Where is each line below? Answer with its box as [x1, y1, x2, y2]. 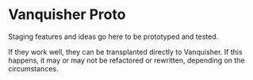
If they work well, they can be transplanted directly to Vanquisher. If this [8, 47, 243, 56]
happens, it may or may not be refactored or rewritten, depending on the [8, 55, 245, 65]
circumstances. [8, 63, 59, 73]
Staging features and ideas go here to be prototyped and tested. [8, 32, 219, 41]
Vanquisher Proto [8, 6, 126, 24]
